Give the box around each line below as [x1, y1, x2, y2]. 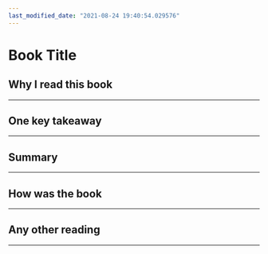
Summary [8, 150, 58, 164]
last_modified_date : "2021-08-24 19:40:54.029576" [8, 11, 180, 20]
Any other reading [8, 223, 100, 236]
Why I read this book [8, 77, 113, 92]
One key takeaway [8, 114, 102, 128]
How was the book [8, 187, 102, 200]
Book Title [8, 46, 77, 64]
